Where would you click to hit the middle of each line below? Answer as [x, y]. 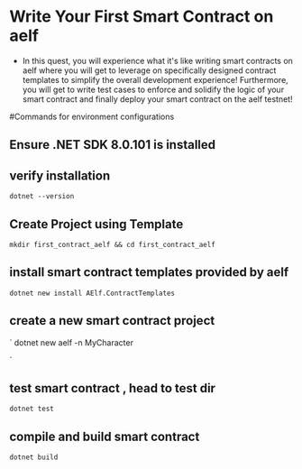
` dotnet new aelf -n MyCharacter [71, 342]
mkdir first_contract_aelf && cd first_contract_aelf [113, 244]
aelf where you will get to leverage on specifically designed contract [149, 70]
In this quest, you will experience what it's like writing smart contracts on [157, 60]
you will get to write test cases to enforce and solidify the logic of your [153, 89]
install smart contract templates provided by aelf [149, 272]
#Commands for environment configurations [92, 116]
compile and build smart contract [105, 436]
